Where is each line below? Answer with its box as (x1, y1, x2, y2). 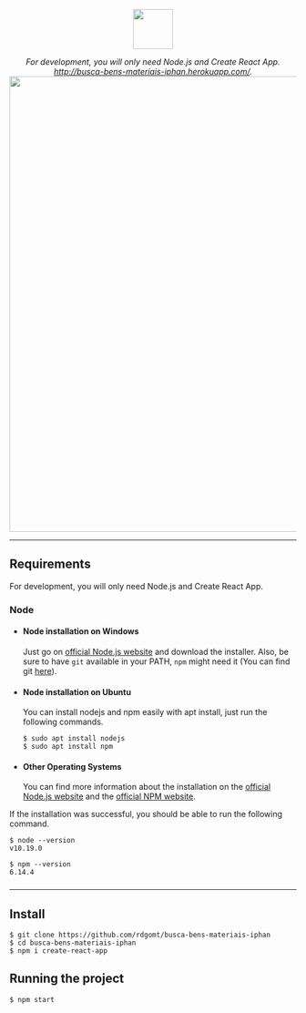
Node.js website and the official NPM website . (22, 791, 196, 802)
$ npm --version (9, 860, 71, 869)
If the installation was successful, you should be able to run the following (9, 809, 283, 820)
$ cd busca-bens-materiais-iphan (9, 938, 137, 947)
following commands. (22, 716, 104, 728)
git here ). (22, 665, 57, 676)
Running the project (9, 971, 125, 987)
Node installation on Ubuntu (22, 686, 132, 697)
